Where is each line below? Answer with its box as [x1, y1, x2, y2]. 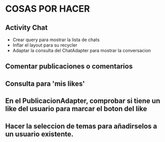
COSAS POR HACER [5, 3, 90, 15]
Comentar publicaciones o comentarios [5, 62, 133, 71]
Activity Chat [5, 23, 48, 32]
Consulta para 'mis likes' [5, 79, 85, 88]
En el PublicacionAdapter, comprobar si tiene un [5, 97, 160, 105]
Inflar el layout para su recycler [12, 42, 77, 48]
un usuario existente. [5, 130, 74, 138]
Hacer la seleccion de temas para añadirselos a [5, 122, 157, 130]
